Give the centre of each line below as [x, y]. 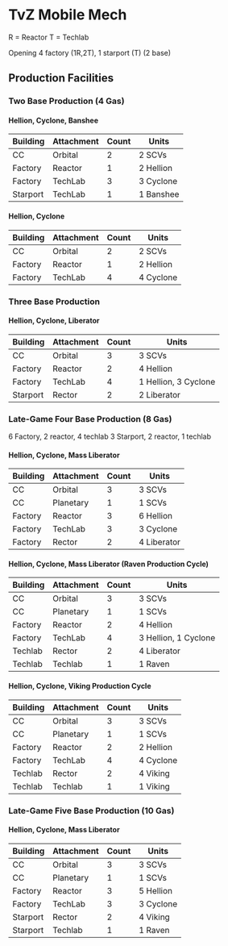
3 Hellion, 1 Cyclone [177, 638]
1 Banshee [159, 194]
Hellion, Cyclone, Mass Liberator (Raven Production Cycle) [109, 564]
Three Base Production [54, 302]
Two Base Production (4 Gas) [66, 101]
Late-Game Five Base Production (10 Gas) [91, 811]
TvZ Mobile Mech [68, 15]
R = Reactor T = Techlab [49, 37]
